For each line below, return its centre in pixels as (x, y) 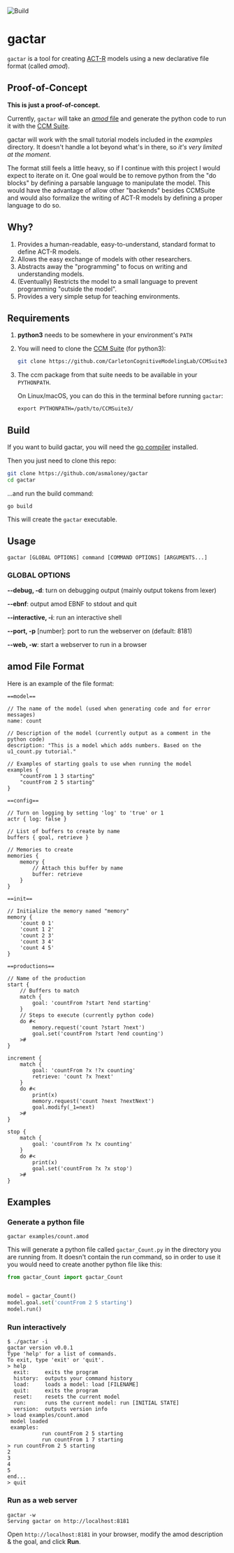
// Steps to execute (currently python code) (87, 1015)
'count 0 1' (37, 923)
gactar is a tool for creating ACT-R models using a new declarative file (108, 58)
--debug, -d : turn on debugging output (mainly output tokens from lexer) (112, 590)
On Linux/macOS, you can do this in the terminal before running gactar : (120, 396)
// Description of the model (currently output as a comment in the (109, 733)
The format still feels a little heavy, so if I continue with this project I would (114, 167)
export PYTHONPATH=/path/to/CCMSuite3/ (75, 409)
